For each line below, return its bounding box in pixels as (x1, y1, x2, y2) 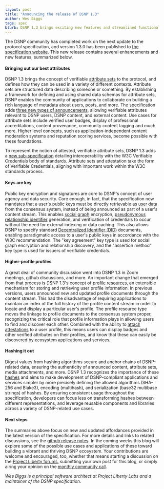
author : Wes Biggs (5, 16, 42, 21)
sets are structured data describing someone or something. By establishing (5, 86, 157, 93)
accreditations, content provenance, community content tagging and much (5, 123, 156, 129)
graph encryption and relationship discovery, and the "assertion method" (5, 242, 152, 248)
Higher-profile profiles (5, 259, 52, 265)
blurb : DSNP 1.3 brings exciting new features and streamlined (5, 25, 137, 30)
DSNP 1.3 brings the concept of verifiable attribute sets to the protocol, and (5, 76, 157, 82)
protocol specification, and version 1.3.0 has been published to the (5, 44, 139, 50)
